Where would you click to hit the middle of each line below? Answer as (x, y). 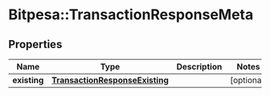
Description (199, 67)
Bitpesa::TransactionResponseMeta (131, 15)
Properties (35, 44)
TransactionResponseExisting (110, 80)
